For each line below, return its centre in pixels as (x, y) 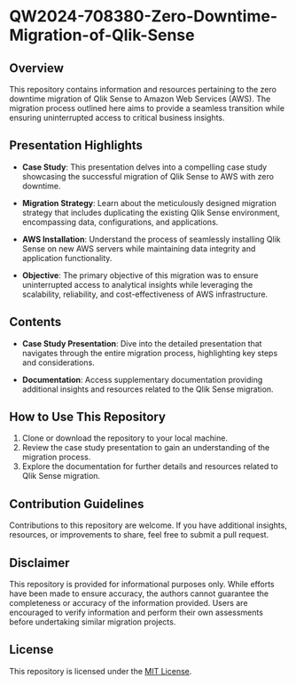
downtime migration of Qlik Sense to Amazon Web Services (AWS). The (140, 99)
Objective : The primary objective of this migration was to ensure (140, 275)
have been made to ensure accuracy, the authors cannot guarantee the (139, 593)
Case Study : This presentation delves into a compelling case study (144, 167)
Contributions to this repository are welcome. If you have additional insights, (148, 525)
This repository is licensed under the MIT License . (101, 671)
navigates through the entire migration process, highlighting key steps (150, 353)
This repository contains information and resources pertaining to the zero (143, 89)
